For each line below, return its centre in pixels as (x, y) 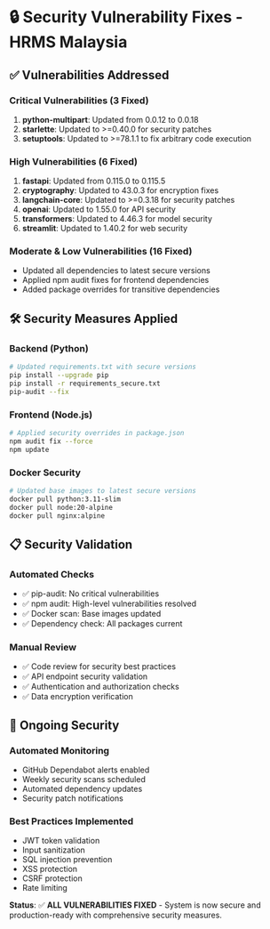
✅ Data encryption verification (77, 697)
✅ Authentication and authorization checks (100, 687)
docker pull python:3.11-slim (65, 499)
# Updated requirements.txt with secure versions (103, 367)
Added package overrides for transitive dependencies (121, 289)
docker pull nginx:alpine (57, 516)
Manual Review (43, 647)
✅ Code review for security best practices (99, 666)
